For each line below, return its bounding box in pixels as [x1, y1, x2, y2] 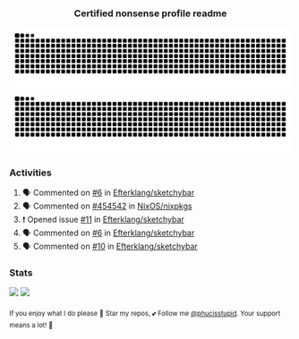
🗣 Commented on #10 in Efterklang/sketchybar [21, 241, 199, 252]
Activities [9, 166, 52, 179]
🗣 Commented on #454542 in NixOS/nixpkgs [21, 200, 192, 212]
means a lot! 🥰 [9, 320, 54, 329]
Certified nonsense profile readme [73, 7, 227, 20]
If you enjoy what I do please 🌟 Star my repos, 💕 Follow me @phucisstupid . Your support [9, 309, 280, 318]
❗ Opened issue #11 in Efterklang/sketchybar [21, 214, 185, 225]
